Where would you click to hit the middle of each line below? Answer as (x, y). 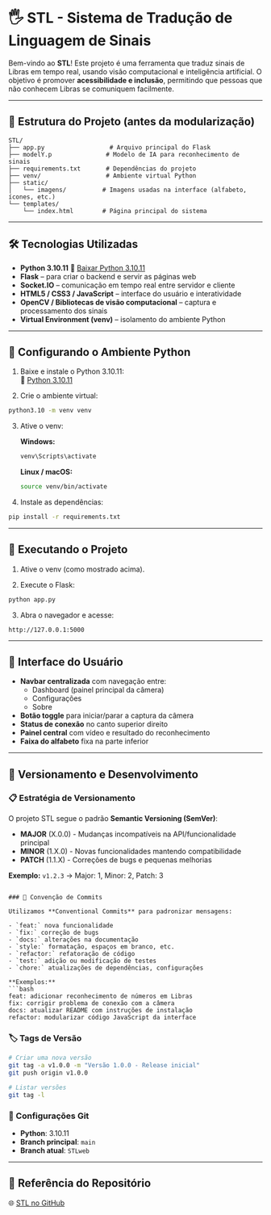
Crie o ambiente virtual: (59, 396)
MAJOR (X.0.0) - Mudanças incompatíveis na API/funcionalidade (128, 834)
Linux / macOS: (46, 472)
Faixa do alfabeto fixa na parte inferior (84, 741)
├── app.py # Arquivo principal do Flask (110, 147)
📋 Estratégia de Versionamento (72, 798)
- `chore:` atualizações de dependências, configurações (106, 968)
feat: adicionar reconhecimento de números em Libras (101, 996)
